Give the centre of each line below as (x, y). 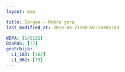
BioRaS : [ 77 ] (22, 44)
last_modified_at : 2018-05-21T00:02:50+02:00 (62, 28)
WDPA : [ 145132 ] (25, 38)
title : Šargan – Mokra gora (40, 22)
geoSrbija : (19, 49)
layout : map (21, 11)
